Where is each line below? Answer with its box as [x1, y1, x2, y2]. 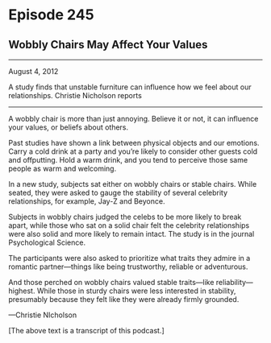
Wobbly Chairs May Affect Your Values [8, 38, 208, 52]
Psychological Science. [8, 238, 86, 247]
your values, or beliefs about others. [8, 122, 129, 132]
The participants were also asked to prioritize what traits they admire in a [8, 254, 251, 262]
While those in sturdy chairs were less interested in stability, [36, 286, 236, 295]
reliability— [215, 278, 254, 287]
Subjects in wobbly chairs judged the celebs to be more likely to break [8, 212, 242, 221]
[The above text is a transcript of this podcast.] [8, 326, 165, 335]
